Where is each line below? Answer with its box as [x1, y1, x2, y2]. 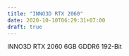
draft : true [7, 23, 42, 30]
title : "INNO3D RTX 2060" [7, 10, 83, 17]
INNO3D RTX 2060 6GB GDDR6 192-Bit [7, 43, 122, 51]
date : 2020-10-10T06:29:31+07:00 [7, 17, 106, 24]
